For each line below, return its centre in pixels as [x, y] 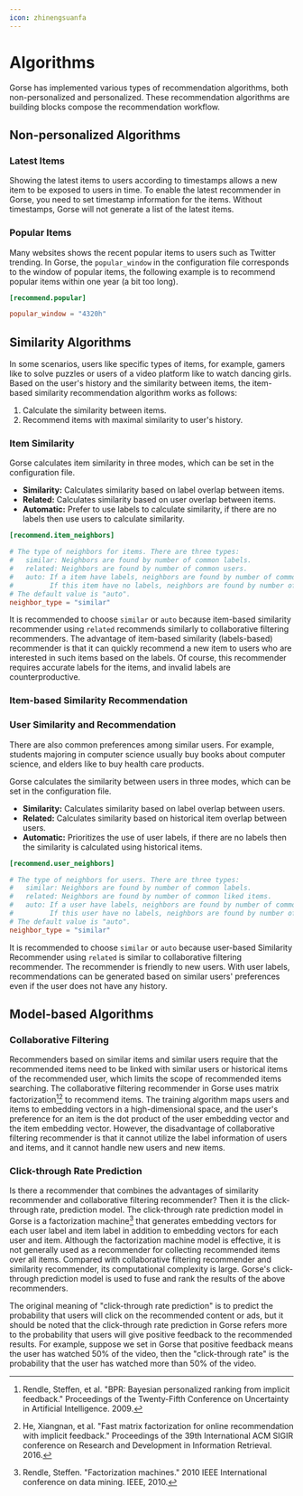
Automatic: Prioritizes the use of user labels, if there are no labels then [154, 837]
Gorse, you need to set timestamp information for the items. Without [136, 200]
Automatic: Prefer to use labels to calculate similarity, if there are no [149, 509]
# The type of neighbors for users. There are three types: [125, 880]
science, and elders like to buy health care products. [107, 764]
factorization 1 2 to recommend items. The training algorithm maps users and [150, 1099]
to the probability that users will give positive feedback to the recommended [151, 1334]
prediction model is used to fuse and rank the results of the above [163, 1278]
